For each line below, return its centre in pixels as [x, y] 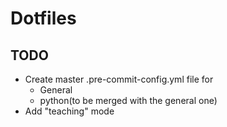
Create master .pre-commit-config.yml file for [119, 79]
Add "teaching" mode [69, 111]
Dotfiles [43, 18]
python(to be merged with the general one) [128, 100]
